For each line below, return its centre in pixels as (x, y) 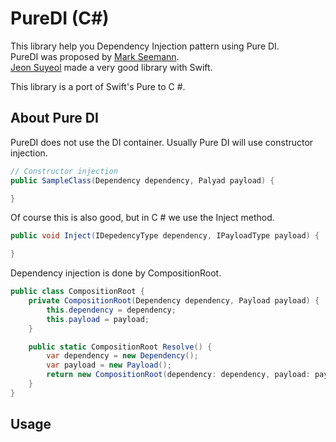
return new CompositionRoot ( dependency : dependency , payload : (178, 375)
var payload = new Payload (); (109, 365)
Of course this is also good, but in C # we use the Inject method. (142, 218)
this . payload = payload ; (98, 319)
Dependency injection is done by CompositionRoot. (116, 273)
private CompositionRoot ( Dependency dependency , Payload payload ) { (174, 301)
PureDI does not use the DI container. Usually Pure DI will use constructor (162, 142)
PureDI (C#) (60, 18)
